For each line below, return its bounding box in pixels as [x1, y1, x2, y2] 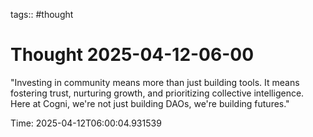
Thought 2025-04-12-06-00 [10, 44, 255, 66]
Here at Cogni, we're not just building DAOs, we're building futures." [10, 97, 290, 109]
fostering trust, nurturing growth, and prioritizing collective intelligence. [10, 87, 305, 99]
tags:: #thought [10, 9, 74, 20]
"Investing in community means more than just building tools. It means [10, 76, 300, 88]
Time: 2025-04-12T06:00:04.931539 [10, 117, 162, 129]
